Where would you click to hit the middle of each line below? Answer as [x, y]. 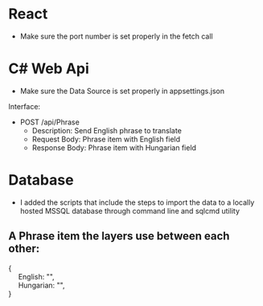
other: [24, 249]
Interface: [25, 106]
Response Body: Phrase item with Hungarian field [114, 147]
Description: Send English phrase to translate [107, 130]
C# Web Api [49, 69]
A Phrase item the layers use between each [119, 237]
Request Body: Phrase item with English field [106, 139]
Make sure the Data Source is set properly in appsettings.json [122, 91]
